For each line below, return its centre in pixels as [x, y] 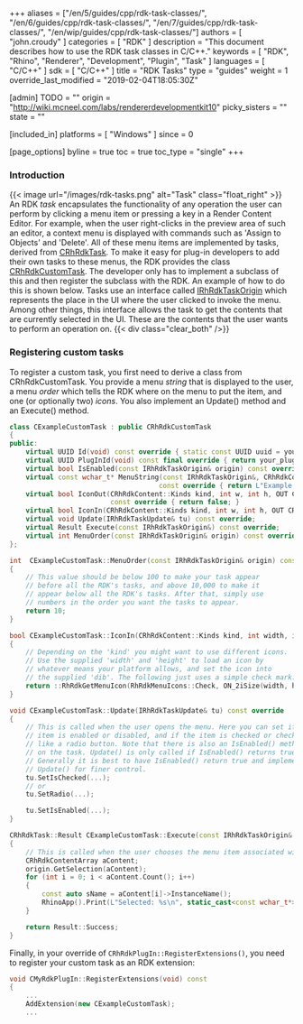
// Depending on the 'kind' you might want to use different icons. [157, 652]
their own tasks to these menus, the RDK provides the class [120, 262]
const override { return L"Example [225, 485]
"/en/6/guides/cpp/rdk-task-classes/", [80, 23]
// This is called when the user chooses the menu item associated [155, 852]
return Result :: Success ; [72, 927]
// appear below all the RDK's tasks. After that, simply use [145, 595]
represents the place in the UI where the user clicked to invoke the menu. [145, 300]
